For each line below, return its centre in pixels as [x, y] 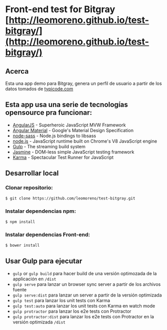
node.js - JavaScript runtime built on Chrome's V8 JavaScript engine [85, 141]
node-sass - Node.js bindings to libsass [54, 136]
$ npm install [20, 222]
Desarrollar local [32, 173]
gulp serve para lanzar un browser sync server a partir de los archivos [87, 284]
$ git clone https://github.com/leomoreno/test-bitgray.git [71, 198]
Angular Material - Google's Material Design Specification [73, 130]
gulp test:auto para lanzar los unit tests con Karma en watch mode [84, 306]
